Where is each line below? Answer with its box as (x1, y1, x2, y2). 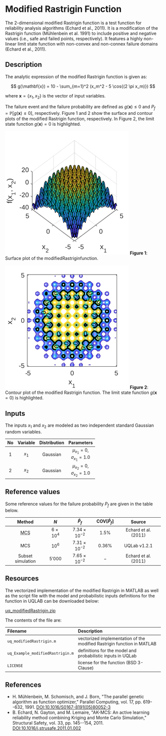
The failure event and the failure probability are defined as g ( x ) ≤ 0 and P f (5, 103, 156, 111)
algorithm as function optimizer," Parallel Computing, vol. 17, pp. (12, 699, 142, 705)
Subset (18, 553, 33, 559)
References (5, 681, 41, 689)
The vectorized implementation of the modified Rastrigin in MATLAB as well (5, 588, 159, 593)
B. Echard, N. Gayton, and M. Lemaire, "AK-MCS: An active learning (12, 709, 150, 716)
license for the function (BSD (78, 660, 137, 666)
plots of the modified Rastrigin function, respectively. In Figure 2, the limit (5, 116, 155, 122)
